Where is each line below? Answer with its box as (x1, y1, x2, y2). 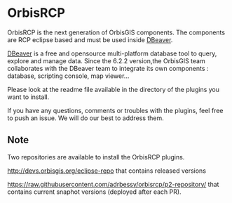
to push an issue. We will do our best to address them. (7, 114, 165, 122)
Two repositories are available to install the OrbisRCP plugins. (7, 152, 185, 161)
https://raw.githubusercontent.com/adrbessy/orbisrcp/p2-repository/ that (7, 180, 219, 188)
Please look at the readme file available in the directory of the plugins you (7, 85, 219, 93)
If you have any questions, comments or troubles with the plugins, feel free (7, 106, 224, 114)
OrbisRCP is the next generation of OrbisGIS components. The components (7, 28, 226, 37)
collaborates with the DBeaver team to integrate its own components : (7, 64, 209, 72)
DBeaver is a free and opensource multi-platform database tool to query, (7, 49, 217, 58)
